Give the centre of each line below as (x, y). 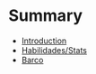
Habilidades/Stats (54, 50)
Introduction (44, 41)
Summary (45, 16)
